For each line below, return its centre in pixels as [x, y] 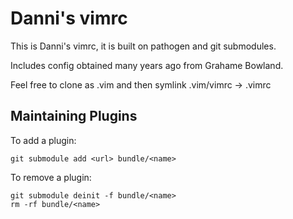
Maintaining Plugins [74, 116]
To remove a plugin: [51, 177]
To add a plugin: [43, 140]
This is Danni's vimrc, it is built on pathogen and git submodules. [143, 46]
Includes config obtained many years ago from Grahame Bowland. [147, 65]
